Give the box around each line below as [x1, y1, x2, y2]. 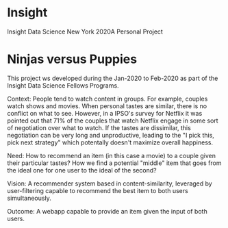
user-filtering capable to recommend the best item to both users [7, 186, 188, 194]
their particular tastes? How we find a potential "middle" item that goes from [7, 159, 222, 167]
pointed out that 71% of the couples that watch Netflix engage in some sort [7, 116, 218, 125]
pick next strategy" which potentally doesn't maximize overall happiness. [7, 138, 214, 147]
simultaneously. [7, 194, 51, 202]
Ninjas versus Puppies [7, 51, 138, 67]
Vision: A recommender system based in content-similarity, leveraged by [7, 179, 212, 188]
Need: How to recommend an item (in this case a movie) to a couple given [7, 151, 216, 160]
